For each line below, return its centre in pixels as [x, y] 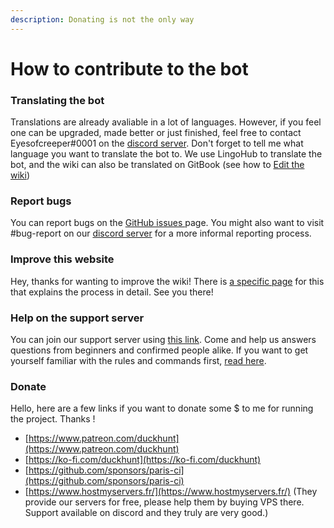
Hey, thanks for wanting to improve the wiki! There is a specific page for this [167, 281]
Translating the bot [57, 100]
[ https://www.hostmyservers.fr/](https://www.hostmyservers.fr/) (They [171, 492]
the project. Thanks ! [53, 419]
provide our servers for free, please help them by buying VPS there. [164, 502]
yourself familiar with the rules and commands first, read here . [138, 360]
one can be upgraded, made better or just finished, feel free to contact [156, 133]
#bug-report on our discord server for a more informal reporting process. [161, 233]
